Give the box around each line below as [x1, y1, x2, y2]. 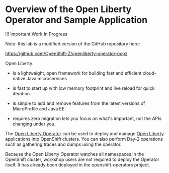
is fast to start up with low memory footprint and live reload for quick [12, 85, 155, 91]
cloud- [142, 70, 157, 76]
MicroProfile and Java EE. [12, 105, 66, 111]
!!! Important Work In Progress [5, 31, 68, 37]
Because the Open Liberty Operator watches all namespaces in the [5, 151, 144, 157]
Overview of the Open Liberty [5, 4, 132, 15]
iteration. [12, 90, 31, 96]
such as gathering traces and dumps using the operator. [5, 141, 122, 147]
